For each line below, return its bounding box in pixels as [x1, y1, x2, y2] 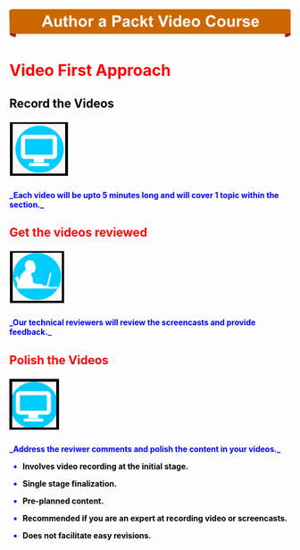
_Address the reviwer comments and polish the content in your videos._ [9, 443, 281, 454]
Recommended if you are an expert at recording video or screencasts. [21, 512, 287, 523]
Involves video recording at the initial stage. [21, 461, 189, 471]
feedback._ [9, 327, 52, 337]
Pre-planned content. [21, 496, 104, 506]
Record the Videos [9, 96, 114, 111]
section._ [9, 199, 45, 210]
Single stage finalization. [21, 478, 118, 488]
